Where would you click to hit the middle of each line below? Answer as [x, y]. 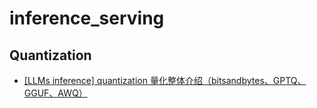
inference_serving [87, 18]
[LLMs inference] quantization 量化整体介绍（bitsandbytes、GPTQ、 [165, 80]
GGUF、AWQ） [55, 93]
